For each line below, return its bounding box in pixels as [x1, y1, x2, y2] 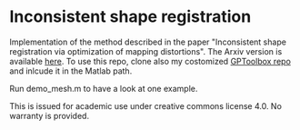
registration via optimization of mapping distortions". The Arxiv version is [9, 45, 283, 56]
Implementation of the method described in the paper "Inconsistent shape [9, 36, 286, 47]
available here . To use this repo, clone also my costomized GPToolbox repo [9, 55, 291, 66]
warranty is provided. [9, 110, 89, 121]
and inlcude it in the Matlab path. [9, 65, 133, 76]
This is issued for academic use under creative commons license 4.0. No [9, 100, 282, 111]
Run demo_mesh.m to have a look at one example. [9, 83, 198, 94]
